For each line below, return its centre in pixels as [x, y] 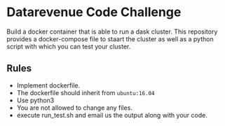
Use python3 [35, 100]
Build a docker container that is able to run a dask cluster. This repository [112, 31]
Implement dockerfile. [48, 85]
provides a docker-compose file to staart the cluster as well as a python [110, 38]
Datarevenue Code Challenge [94, 12]
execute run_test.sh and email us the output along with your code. [112, 115]
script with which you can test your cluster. [69, 46]
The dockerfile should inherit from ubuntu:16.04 [86, 92]
